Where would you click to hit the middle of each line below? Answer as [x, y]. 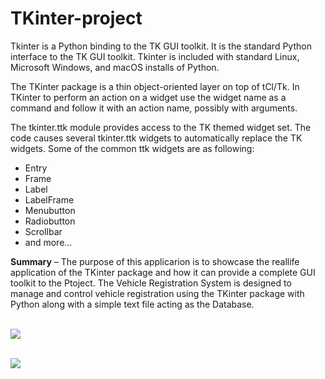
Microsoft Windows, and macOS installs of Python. [115, 67]
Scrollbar [43, 231]
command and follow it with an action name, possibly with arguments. [154, 108]
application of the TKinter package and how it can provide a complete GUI [163, 272]
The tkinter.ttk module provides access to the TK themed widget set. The [161, 127]
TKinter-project [76, 18]
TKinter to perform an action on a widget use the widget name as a [148, 97]
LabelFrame [49, 199]
